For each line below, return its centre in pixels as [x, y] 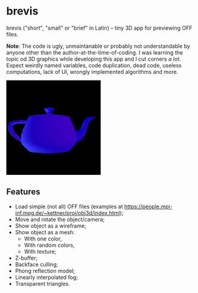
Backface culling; [37, 264]
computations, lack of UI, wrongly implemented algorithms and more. [92, 71]
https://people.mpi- [148, 206]
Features [23, 192]
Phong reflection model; [45, 271]
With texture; [40, 251]
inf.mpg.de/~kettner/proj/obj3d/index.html [67, 212]
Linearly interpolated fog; [46, 277]
